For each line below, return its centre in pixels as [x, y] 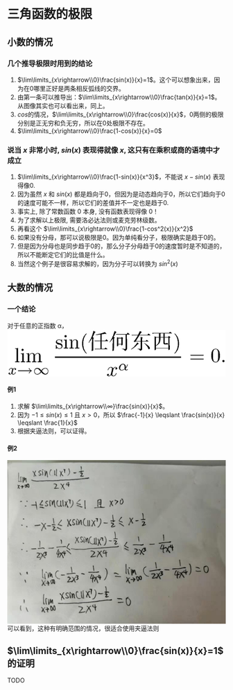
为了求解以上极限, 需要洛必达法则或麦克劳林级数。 [89, 220]
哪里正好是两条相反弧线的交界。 [79, 88]
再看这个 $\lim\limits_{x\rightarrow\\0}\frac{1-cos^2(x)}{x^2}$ [105, 229]
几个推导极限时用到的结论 [50, 63]
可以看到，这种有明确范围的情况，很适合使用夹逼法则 [83, 628]
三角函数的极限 [50, 14]
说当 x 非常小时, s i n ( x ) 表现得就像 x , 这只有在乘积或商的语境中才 [114, 150]
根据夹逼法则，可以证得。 [54, 431]
